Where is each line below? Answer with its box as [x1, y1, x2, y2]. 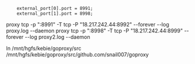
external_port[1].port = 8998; [16, 11, 93, 16]
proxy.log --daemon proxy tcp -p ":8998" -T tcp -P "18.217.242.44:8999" [6, 27, 183, 34]
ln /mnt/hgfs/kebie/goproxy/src [6, 45, 82, 52]
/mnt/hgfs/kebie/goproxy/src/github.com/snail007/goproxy [6, 51, 149, 58]
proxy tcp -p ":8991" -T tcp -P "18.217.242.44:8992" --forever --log [6, 21, 169, 28]
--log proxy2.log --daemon [25, 33, 90, 41]
